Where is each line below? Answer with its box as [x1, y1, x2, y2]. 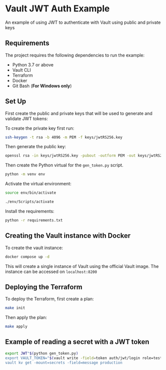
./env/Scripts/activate [5, 199, 54, 205]
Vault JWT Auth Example [5, 3, 110, 14]
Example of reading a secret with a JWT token [5, 338, 150, 346]
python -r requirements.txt [5, 217, 63, 223]
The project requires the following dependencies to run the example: [5, 52, 145, 58]
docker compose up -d [5, 254, 50, 259]
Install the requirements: [5, 208, 54, 214]
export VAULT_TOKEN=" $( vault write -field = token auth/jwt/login [5, 355, 140, 361]
